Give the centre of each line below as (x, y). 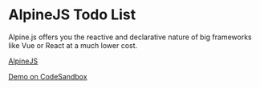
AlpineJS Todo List (72, 15)
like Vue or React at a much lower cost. (73, 45)
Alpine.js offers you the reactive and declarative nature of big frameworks (130, 37)
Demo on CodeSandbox (48, 76)
